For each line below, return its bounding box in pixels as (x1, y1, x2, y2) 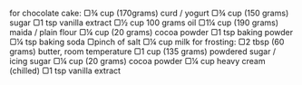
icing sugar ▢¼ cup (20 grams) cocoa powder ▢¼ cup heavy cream (9, 56, 266, 66)
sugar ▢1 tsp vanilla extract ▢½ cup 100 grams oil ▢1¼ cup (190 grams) (9, 17, 279, 28)
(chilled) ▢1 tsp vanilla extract (9, 65, 121, 76)
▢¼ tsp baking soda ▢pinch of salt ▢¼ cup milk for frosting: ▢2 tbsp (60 (9, 36, 285, 47)
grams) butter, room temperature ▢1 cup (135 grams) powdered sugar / (9, 46, 277, 57)
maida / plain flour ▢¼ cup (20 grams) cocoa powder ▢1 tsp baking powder (9, 27, 294, 37)
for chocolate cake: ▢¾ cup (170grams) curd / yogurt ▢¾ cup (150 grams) (9, 8, 289, 18)
